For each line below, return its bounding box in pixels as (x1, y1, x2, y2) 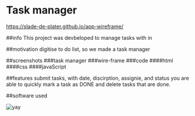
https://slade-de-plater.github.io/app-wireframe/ (6, 23, 124, 30)
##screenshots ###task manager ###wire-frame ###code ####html (6, 57, 173, 64)
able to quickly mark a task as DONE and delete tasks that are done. (6, 80, 171, 88)
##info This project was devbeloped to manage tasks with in (6, 34, 153, 41)
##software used (6, 92, 48, 99)
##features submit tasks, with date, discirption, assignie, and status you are (6, 74, 189, 81)
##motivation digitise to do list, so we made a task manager (6, 45, 150, 53)
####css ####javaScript (6, 63, 66, 70)
